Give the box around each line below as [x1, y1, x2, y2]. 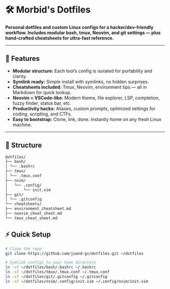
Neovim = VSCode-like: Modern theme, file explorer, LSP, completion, [12, 95, 160, 101]
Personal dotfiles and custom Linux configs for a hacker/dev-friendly [5, 24, 154, 30]
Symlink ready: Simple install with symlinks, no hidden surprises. [12, 78, 149, 85]
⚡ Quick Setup [5, 230, 51, 239]
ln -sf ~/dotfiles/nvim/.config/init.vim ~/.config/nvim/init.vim [5, 279, 148, 284]
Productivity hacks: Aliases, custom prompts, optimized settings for [12, 105, 156, 111]
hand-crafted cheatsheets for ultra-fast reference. [5, 35, 114, 41]
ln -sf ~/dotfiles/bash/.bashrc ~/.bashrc [5, 265, 96, 270]
